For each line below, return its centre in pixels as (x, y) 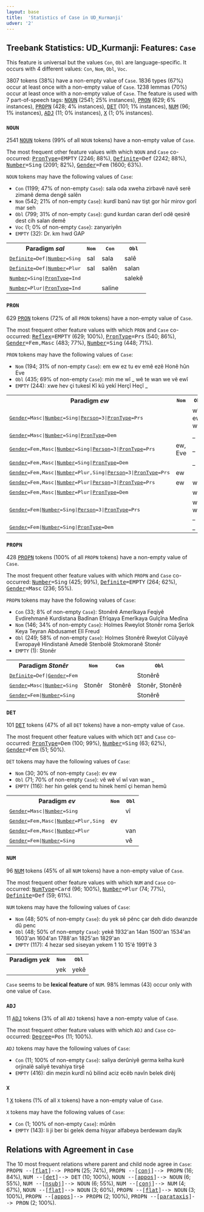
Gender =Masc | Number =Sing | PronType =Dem (63, 436)
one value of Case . (29, 991)
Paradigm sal (45, 248)
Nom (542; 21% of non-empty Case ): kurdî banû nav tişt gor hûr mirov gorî (106, 202)
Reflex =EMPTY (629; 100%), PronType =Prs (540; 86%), (104, 336)
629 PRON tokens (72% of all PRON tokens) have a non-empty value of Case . (100, 318)
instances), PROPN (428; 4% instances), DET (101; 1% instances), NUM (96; (98, 106)
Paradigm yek (30, 959)
